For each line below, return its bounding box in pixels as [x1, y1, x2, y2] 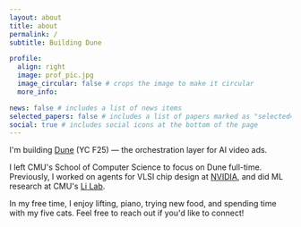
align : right [17, 63, 66, 71]
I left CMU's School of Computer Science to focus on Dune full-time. [9, 162, 262, 172]
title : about [9, 21, 58, 30]
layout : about [9, 13, 63, 22]
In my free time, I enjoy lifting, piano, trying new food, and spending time [9, 198, 277, 209]
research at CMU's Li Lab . [9, 181, 106, 192]
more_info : [17, 87, 58, 97]
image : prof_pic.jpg [17, 71, 94, 80]
